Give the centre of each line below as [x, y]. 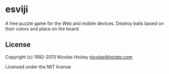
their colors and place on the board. [43, 28]
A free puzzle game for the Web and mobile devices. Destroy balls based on [85, 23]
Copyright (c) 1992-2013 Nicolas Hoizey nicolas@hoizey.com [69, 57]
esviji [17, 9]
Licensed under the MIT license [38, 66]
